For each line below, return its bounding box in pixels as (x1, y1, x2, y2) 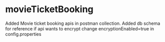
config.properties (5, 31, 42, 37)
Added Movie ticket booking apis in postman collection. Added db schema (5, 20, 160, 26)
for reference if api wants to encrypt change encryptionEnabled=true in (5, 25, 154, 31)
